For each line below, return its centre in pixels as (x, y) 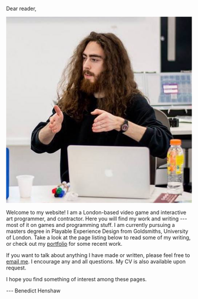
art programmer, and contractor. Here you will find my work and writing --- (97, 219)
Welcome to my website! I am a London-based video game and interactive (96, 212)
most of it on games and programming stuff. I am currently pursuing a (90, 225)
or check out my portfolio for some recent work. (64, 244)
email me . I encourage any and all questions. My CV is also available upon (96, 261)
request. (16, 268)
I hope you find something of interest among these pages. (77, 279)
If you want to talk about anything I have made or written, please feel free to (98, 255)
